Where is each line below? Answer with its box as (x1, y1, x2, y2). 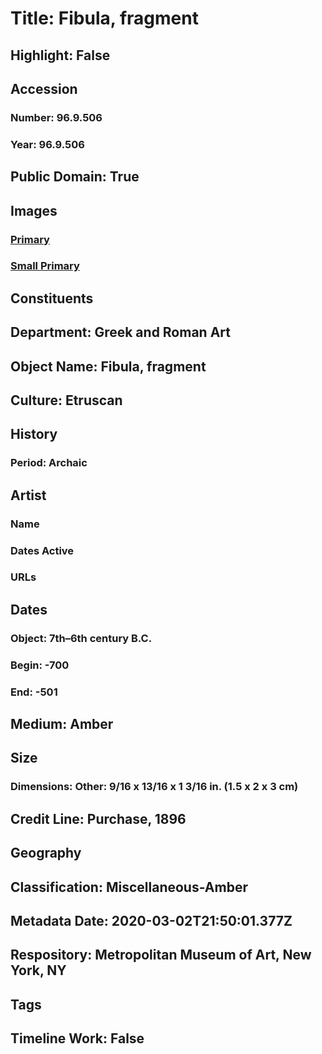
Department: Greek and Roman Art (10, 324, 231, 341)
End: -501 (10, 685, 58, 699)
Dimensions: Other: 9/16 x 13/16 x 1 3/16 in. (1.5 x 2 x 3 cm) (10, 780, 299, 794)
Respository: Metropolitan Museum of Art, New (10, 947, 312, 964)
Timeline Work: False (10, 1030, 145, 1047)
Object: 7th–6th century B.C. (10, 631, 153, 645)
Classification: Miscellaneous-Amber (10, 878, 248, 896)
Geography (10, 845, 82, 862)
